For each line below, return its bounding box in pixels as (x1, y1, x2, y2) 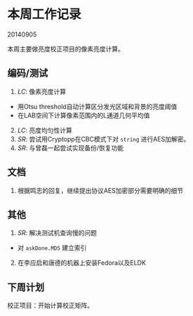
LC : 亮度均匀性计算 (17, 126, 72, 134)
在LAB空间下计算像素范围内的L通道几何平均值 (17, 110, 150, 120)
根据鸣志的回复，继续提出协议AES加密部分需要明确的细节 (17, 186, 184, 194)
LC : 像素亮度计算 (17, 87, 67, 96)
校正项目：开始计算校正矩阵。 (7, 301, 93, 310)
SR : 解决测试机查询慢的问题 (17, 229, 97, 237)
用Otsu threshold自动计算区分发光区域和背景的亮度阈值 (17, 102, 178, 110)
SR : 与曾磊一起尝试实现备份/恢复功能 (17, 144, 124, 152)
